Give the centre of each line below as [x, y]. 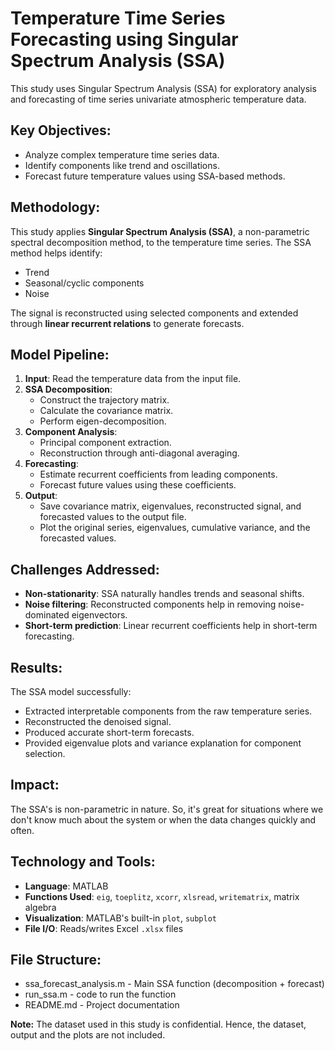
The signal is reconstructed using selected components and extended [154, 313]
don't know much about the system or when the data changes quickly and [163, 819]
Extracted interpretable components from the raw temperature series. [168, 711]
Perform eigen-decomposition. [103, 421]
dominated [47, 615]
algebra [40, 907]
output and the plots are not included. [88, 1035]
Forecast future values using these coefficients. [138, 485]
